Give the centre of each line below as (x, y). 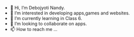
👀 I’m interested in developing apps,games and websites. (70, 13)
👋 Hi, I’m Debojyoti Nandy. (37, 8)
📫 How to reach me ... (34, 29)
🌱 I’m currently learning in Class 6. (46, 18)
